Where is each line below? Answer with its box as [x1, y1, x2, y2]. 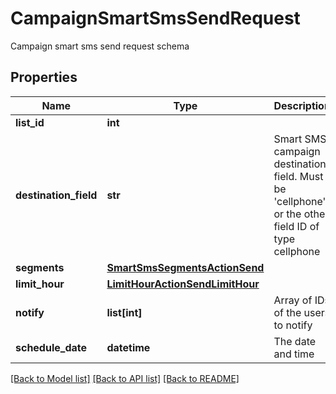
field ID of [273, 219, 320, 233]
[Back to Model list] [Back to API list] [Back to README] [10, 372, 240, 384]
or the [273, 207, 302, 221]
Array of [273, 293, 313, 307]
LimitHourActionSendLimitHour [106, 277, 260, 291]
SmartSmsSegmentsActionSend [106, 260, 265, 274]
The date [273, 334, 317, 348]
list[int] [106, 305, 143, 319]
